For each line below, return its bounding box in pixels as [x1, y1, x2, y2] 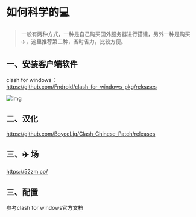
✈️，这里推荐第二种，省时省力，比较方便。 [21, 37, 127, 45]
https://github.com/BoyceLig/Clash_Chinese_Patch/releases [6, 130, 156, 137]
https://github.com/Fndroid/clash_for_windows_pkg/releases [6, 83, 157, 90]
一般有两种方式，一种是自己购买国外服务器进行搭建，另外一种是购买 [21, 30, 191, 37]
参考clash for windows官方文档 [6, 204, 83, 212]
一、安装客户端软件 [6, 59, 78, 69]
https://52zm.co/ [6, 168, 48, 175]
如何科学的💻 [6, 5, 71, 19]
